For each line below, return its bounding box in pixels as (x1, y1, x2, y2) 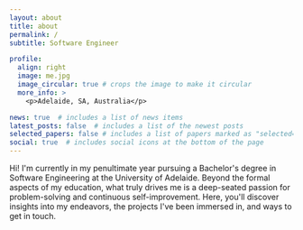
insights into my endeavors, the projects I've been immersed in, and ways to (9, 201, 292, 212)
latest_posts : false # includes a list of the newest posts (9, 121, 244, 131)
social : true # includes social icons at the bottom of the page (9, 138, 264, 147)
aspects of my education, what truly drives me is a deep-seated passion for (9, 182, 290, 192)
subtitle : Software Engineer (9, 38, 119, 48)
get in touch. (9, 211, 57, 221)
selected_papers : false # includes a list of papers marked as (9, 130, 252, 139)
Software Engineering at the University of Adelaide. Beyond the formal (9, 172, 271, 183)
